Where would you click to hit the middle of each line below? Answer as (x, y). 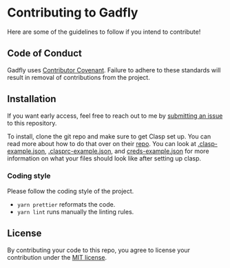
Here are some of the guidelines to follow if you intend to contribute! (104, 32)
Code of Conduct (45, 53)
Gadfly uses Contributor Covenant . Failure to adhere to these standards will (114, 70)
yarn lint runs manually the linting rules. (75, 212)
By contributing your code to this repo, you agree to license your (99, 250)
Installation (32, 99)
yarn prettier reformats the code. (66, 204)
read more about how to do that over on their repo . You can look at (102, 143)
